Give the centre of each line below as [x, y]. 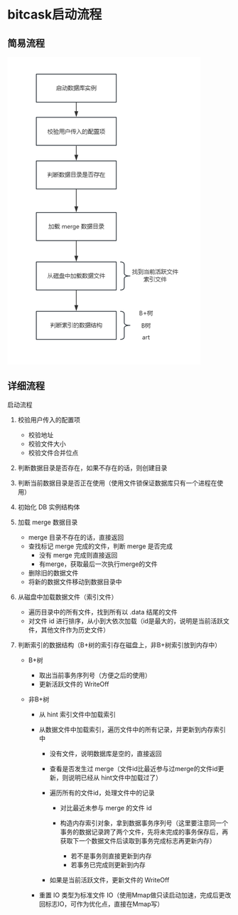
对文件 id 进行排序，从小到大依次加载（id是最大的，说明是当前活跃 [126, 621]
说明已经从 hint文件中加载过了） [115, 778]
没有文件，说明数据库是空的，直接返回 [106, 753]
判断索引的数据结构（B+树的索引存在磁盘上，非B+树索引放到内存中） [119, 644]
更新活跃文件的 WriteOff [74, 684]
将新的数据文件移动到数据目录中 [75, 582]
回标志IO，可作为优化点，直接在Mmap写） [101, 904]
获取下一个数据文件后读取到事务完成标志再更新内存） [138, 840]
